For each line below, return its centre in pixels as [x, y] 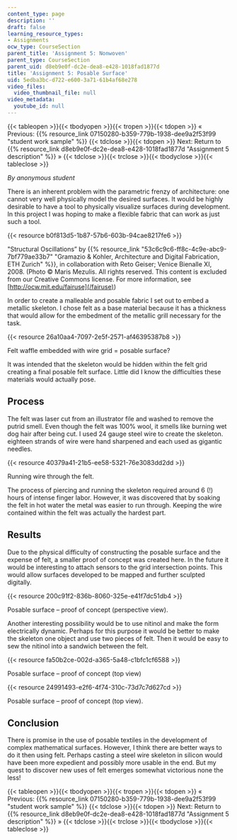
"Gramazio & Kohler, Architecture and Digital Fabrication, [137, 257]
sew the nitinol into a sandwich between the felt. [78, 646]
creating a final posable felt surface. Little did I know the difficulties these [114, 371]
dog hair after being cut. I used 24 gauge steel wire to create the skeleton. [115, 434]
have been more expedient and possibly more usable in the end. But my [112, 763]
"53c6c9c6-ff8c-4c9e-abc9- [184, 249]
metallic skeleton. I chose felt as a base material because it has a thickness [117, 308]
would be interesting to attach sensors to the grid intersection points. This [115, 567]
